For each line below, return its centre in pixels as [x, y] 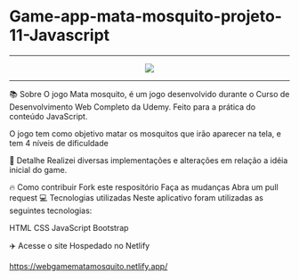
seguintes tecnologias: [51, 210]
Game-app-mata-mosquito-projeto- [146, 16]
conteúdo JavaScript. [48, 116]
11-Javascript [60, 35]
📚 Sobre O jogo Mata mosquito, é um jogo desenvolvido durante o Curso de [149, 94]
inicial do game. [38, 169]
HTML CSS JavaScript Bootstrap [69, 227]
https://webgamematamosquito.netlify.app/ [89, 266]
